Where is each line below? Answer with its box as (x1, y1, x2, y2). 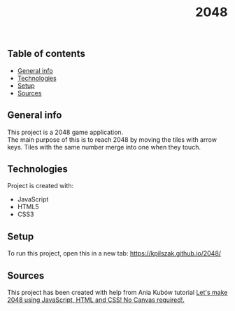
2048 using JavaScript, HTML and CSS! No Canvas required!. (7, 296, 185, 304)
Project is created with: (7, 182, 74, 190)
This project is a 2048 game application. (7, 128, 124, 136)
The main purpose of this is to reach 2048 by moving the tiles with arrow (7, 135, 217, 144)
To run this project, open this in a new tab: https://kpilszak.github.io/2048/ (7, 249, 222, 258)
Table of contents (7, 48, 85, 60)
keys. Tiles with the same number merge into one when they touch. (7, 143, 201, 151)
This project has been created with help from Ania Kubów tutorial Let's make (7, 289, 228, 296)
